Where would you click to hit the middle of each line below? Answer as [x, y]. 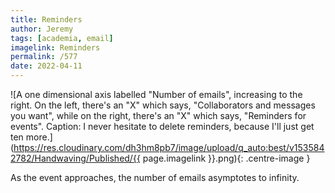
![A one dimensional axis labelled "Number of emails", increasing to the [156, 94]
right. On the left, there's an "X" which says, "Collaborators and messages [163, 105]
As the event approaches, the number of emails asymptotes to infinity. [155, 177]
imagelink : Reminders [55, 47]
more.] [39, 137]
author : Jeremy [42, 29]
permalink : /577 [44, 57]
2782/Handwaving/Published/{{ [75, 158]
